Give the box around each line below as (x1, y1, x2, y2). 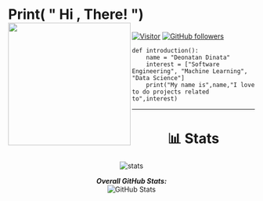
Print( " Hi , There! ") (8, 5, 144, 24)
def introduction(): (131, 46, 200, 54)
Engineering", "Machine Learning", (131, 67, 248, 75)
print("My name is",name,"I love (146, 81, 255, 89)
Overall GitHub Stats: (96, 176, 167, 185)
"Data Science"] (131, 74, 186, 82)
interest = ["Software (146, 60, 220, 68)
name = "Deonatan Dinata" (146, 53, 231, 61)
